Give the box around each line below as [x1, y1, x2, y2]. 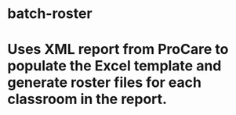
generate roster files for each [7, 74, 202, 92]
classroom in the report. [7, 91, 168, 108]
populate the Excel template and [7, 57, 222, 75]
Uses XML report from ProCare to [7, 41, 229, 59]
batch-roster [7, 5, 93, 23]
